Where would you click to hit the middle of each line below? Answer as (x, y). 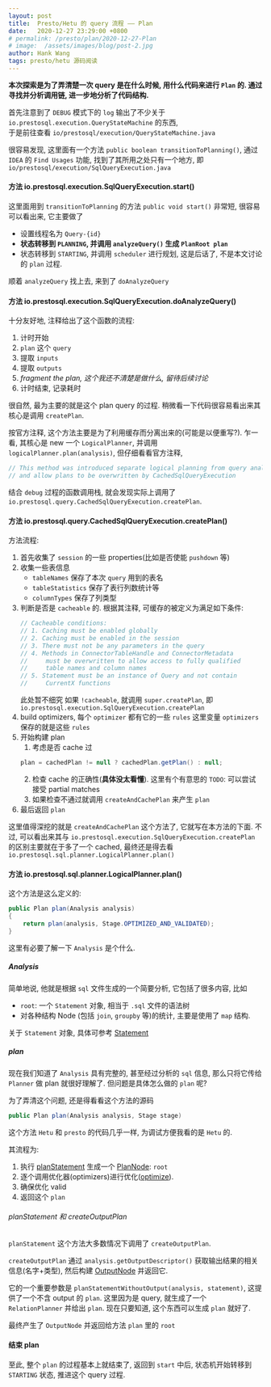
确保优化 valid (43, 1187)
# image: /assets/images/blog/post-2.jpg (81, 46)
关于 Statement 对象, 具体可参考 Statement (79, 1032)
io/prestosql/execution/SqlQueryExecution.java (90, 168)
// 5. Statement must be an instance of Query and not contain (129, 676)
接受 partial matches (66, 789)
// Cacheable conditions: (63, 623)
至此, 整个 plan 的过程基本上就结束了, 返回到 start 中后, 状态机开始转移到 (130, 1364)
